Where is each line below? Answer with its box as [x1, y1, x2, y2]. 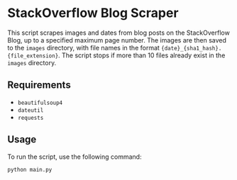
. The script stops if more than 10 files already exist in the [57, 51, 226, 60]
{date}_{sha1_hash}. [160, 45, 222, 52]
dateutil [17, 106, 44, 114]
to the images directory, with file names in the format [7, 43, 160, 52]
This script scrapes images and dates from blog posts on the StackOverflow [7, 28, 231, 37]
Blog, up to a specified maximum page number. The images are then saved [7, 35, 227, 44]
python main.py [7, 166, 53, 173]
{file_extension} [7, 52, 59, 60]
